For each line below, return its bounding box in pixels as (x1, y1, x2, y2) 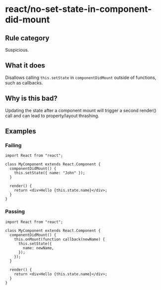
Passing (5, 208, 25, 215)
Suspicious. (5, 47, 29, 53)
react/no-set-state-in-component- (5, 3, 152, 15)
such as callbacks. (5, 79, 43, 85)
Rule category (5, 34, 50, 42)
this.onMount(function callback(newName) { (14, 237, 106, 242)
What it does (5, 61, 46, 70)
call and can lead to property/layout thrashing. (5, 113, 100, 119)
